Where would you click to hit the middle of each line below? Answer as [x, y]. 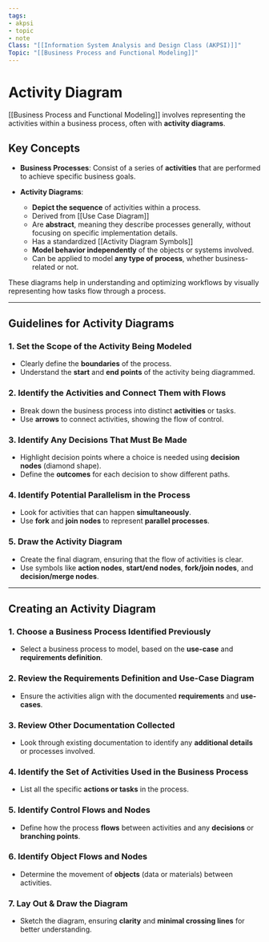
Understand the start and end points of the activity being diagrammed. [137, 372]
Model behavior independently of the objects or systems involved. [143, 250]
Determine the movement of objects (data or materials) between [126, 874]
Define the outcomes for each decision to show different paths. [125, 474]
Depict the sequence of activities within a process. [116, 207]
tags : [17, 16]
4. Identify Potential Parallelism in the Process [99, 495]
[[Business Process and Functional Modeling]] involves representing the [127, 115]
